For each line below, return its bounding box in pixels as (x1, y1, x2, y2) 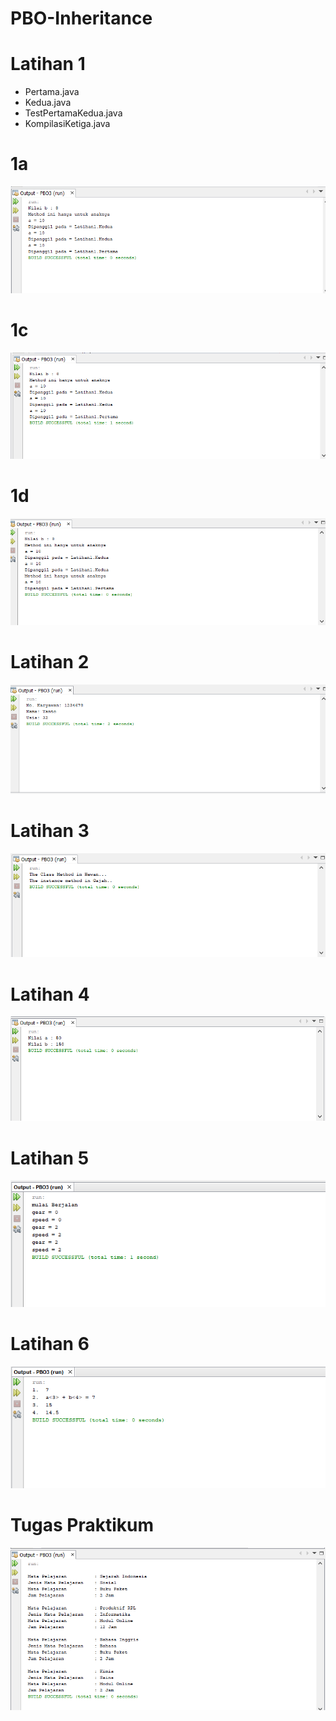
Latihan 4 (10, 983, 90, 1006)
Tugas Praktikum (10, 1514, 155, 1537)
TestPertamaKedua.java (24, 107, 123, 119)
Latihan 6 (10, 1332, 90, 1355)
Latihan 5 (10, 1147, 90, 1169)
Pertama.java (24, 86, 80, 98)
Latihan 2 (10, 651, 90, 674)
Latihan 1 (10, 53, 86, 76)
